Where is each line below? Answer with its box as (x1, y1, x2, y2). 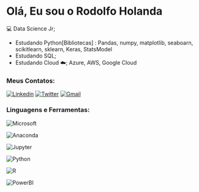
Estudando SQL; (15, 52, 56, 59)
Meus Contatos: (6, 76, 55, 85)
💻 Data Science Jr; (6, 24, 56, 32)
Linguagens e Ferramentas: (6, 106, 90, 114)
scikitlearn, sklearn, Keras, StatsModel (15, 45, 112, 53)
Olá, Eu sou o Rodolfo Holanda (6, 4, 163, 18)
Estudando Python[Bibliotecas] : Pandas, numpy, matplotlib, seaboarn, (15, 39, 193, 46)
